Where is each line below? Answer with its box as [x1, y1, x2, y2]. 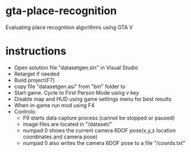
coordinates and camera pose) [22, 133, 98, 140]
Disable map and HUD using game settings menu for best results [14, 95, 172, 102]
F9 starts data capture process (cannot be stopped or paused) [22, 114, 175, 121]
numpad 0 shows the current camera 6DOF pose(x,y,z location [22, 127, 176, 134]
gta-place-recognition [5, 4, 117, 18]
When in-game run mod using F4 [14, 102, 95, 109]
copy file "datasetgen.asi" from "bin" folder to [14, 83, 126, 90]
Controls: [14, 108, 37, 115]
